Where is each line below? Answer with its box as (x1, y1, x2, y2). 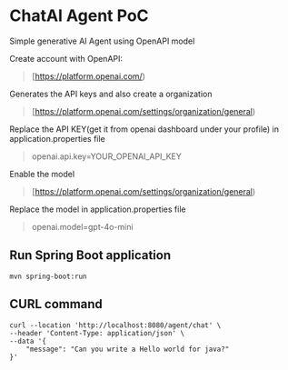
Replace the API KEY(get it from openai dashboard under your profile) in (9, 124, 280, 135)
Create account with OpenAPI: (9, 53, 124, 64)
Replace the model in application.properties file (9, 204, 186, 215)
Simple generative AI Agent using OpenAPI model (9, 35, 195, 46)
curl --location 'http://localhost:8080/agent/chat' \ (9, 320, 222, 330)
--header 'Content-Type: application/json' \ (9, 328, 184, 337)
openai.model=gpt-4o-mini (31, 221, 134, 232)
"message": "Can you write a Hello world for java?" (25, 345, 230, 354)
